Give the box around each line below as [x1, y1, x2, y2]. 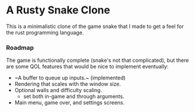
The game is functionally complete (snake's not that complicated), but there [6, 57, 189, 64]
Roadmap [6, 43, 34, 51]
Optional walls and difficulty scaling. [14, 87, 102, 94]
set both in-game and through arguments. [23, 93, 125, 100]
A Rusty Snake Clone [6, 3, 110, 17]
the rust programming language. [6, 29, 84, 36]
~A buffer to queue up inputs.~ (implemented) [14, 74, 126, 82]
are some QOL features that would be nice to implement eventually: [6, 63, 169, 70]
